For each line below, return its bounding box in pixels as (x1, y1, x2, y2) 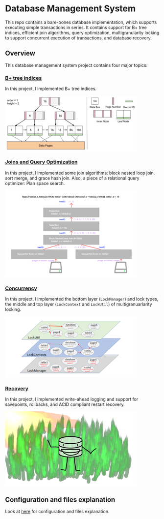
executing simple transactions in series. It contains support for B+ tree (5, 24, 147, 30)
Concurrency (5, 285, 38, 292)
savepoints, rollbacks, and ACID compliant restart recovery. (5, 401, 125, 407)
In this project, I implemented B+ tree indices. (5, 86, 97, 92)
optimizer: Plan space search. (5, 180, 65, 186)
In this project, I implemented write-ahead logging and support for (5, 397, 139, 402)
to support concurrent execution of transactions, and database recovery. (5, 35, 152, 41)
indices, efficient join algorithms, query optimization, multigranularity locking (5, 30, 160, 35)
